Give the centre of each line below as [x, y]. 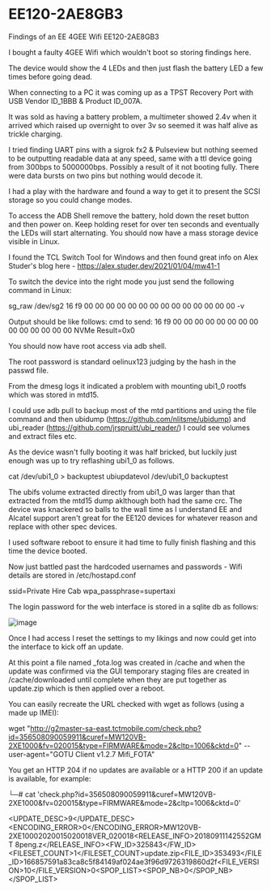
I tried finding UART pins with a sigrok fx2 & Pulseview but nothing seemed [133, 149]
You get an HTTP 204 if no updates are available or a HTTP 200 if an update [135, 770]
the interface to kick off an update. [66, 647]
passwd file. [29, 370]
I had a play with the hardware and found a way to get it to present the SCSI [134, 191]
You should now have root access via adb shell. [88, 346]
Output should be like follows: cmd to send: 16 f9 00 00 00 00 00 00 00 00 [133, 321]
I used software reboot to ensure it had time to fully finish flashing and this [132, 542]
